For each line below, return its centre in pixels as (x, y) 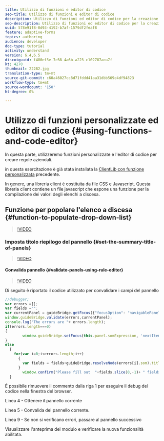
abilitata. (14, 435)
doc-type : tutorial (25, 46)
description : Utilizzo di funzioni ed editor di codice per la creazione (82, 19)
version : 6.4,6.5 (23, 55)
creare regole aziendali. (29, 160)
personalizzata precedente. (33, 174)
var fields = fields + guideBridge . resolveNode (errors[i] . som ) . (87, 363)
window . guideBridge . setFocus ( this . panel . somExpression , (81, 336)
